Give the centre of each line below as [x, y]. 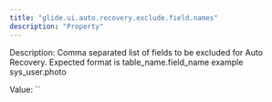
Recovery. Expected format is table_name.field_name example [126, 62]
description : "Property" [57, 26]
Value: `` [25, 89]
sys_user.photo [38, 71]
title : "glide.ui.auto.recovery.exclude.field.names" [114, 18]
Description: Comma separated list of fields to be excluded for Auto [136, 52]
